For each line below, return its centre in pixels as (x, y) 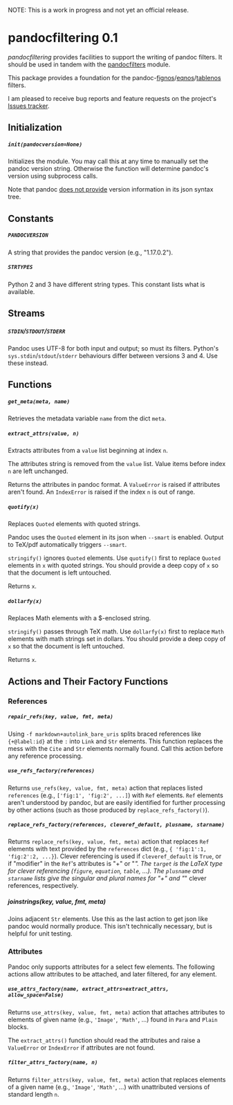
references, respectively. (43, 886)
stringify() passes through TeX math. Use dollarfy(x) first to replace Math (116, 631)
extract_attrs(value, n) (44, 434)
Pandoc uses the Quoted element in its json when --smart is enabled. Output (116, 537)
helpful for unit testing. (40, 934)
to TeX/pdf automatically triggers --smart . (67, 545)
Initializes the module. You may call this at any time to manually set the (108, 161)
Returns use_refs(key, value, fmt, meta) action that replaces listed (105, 788)
